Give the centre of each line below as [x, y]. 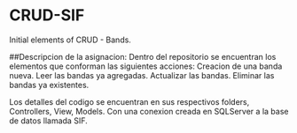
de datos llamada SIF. [48, 121]
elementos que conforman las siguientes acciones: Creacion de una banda [146, 66]
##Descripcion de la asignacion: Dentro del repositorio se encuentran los [143, 56]
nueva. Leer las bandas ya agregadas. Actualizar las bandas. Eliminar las [142, 75]
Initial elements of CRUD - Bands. [70, 40]
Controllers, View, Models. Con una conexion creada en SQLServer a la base [149, 111]
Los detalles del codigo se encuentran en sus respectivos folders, [129, 101]
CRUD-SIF [47, 15]
